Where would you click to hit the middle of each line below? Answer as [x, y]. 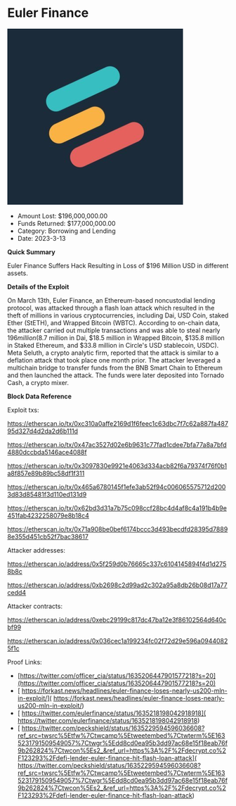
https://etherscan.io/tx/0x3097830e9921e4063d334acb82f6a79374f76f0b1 [117, 465]
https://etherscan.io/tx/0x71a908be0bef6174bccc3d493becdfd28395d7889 [118, 529]
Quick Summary [31, 252]
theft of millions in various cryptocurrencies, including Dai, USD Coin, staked [118, 315]
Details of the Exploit [38, 286]
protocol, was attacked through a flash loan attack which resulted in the [111, 308]
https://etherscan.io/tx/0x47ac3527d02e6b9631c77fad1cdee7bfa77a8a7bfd [117, 444]
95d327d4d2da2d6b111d [43, 431]
